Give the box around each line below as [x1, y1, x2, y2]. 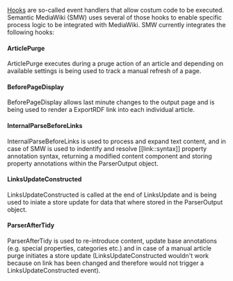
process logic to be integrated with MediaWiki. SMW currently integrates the [7, 21, 226, 29]
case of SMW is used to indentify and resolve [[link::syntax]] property [7, 144, 207, 152]
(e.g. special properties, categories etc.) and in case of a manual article [7, 244, 212, 252]
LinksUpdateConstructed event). [7, 266, 101, 275]
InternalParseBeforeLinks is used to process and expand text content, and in [7, 137, 226, 145]
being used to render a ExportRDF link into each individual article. [7, 106, 195, 114]
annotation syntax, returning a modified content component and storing [7, 152, 212, 160]
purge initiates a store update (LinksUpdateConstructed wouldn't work [7, 252, 209, 260]
